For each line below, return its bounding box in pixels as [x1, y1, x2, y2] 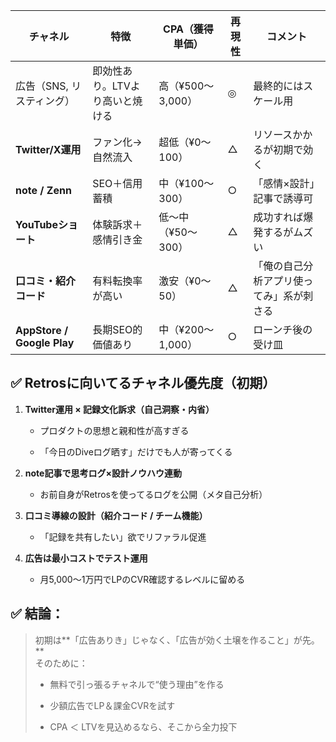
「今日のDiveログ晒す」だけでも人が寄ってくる [39, 445, 233, 458]
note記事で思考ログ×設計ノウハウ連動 [24, 467, 182, 479]
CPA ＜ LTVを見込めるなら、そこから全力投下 [49, 720, 238, 733]
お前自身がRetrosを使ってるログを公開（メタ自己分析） [39, 488, 268, 500]
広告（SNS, [15, 79, 69, 93]
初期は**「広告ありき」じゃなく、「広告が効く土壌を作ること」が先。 [34, 634, 320, 646]
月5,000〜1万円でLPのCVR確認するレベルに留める [39, 573, 246, 585]
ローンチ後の [253, 323, 313, 336]
